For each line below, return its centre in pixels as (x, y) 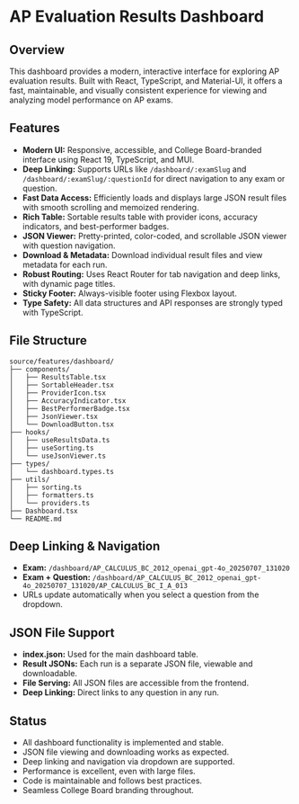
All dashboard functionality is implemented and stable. (123, 743)
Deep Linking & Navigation (85, 546)
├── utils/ (30, 479)
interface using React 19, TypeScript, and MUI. (108, 159)
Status (28, 721)
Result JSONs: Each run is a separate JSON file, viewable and (137, 664)
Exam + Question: (57, 577)
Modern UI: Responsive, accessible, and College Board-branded (142, 149)
